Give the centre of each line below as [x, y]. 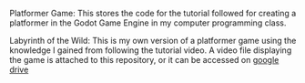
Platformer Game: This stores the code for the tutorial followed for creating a [153, 13]
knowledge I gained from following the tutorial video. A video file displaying [151, 50]
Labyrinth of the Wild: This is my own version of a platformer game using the [153, 41]
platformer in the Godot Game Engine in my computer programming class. [148, 23]
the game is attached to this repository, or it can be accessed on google [144, 60]
